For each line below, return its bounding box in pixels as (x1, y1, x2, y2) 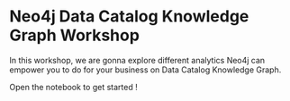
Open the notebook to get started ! (9, 81, 138, 92)
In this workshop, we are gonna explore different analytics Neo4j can (9, 55, 266, 65)
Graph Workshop (9, 25, 140, 46)
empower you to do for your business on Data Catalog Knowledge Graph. (9, 64, 282, 75)
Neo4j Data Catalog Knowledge (9, 6, 249, 27)
